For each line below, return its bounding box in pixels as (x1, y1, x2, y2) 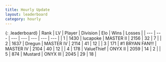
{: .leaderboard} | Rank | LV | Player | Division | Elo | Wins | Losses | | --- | (5, 30, 156, 36)
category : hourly (5, 16, 41, 21)
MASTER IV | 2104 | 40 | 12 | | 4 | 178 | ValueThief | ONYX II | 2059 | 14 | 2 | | (5, 46, 161, 52)
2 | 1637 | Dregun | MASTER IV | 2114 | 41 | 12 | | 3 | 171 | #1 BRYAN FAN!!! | (5, 41, 157, 47)
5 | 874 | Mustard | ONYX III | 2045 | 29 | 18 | (5, 51, 97, 57)
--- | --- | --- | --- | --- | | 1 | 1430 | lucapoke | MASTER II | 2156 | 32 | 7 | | (10, 35, 162, 41)
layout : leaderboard (5, 12, 48, 17)
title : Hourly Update (5, 7, 50, 12)
